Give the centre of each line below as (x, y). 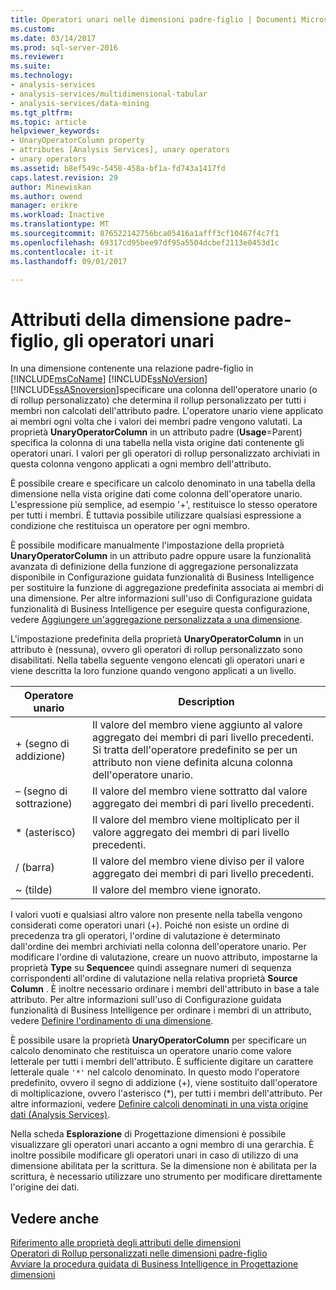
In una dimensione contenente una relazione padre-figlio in (132, 368)
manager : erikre (44, 206)
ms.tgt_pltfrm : (42, 112)
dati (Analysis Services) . (60, 1115)
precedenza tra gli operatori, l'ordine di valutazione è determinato (145, 936)
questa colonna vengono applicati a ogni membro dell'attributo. (141, 464)
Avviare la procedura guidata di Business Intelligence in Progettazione (154, 1264)
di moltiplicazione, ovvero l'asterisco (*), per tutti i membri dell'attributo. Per (166, 1093)
